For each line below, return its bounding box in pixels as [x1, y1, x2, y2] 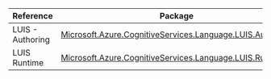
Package [159, 10, 194, 21]
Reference [12, 10, 53, 21]
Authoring [12, 34, 51, 45]
